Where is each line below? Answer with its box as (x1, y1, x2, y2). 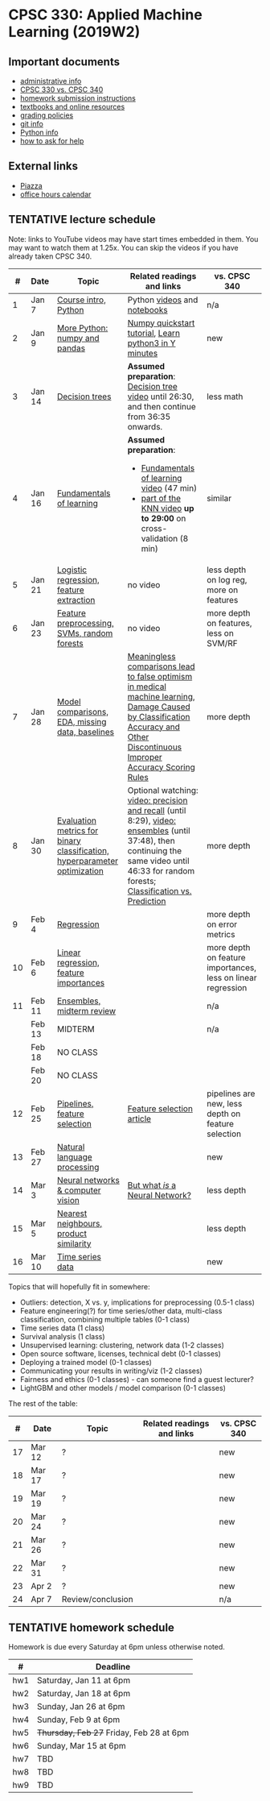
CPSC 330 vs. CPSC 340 (19, 85, 104, 94)
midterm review (56, 1005, 117, 1016)
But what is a (127, 1179, 177, 1190)
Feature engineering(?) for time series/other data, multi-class (19, 1305, 223, 1315)
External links (8, 160, 79, 173)
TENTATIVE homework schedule (8, 1621, 175, 1635)
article (127, 1113, 151, 1124)
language (56, 1151, 92, 1162)
